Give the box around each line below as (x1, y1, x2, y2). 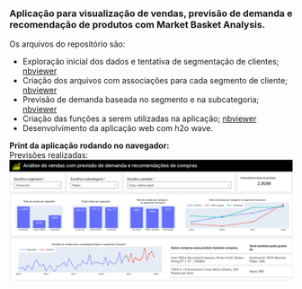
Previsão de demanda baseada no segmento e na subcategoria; (22, 94, 260, 105)
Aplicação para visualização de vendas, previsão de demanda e (9, 7, 293, 20)
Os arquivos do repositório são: (9, 39, 126, 49)
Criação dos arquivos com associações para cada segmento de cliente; (22, 75, 288, 86)
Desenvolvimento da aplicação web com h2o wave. (22, 123, 214, 134)
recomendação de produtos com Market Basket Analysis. (9, 18, 266, 31)
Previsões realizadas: (9, 150, 88, 161)
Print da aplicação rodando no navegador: (9, 140, 170, 151)
